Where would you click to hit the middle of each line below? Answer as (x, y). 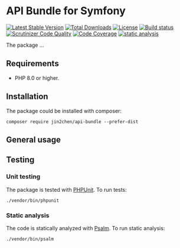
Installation (27, 97)
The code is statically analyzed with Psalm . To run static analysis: (86, 228)
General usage (33, 139)
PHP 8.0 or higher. (37, 78)
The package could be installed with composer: (64, 111)
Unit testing (23, 177)
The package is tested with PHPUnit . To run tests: (66, 189)
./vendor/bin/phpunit (33, 200)
